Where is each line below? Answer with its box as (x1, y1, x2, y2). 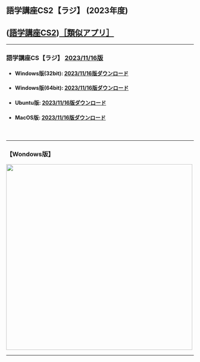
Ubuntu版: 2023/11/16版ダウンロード (14, 99, 107, 106)
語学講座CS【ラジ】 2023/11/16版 (6, 54, 104, 62)
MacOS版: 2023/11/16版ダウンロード (14, 114, 106, 121)
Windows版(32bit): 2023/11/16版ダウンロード (14, 70, 129, 77)
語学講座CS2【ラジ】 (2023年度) (6, 5, 129, 16)
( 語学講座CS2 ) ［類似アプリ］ (6, 27, 114, 37)
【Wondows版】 (6, 150, 55, 159)
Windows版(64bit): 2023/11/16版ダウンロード (14, 84, 129, 92)
